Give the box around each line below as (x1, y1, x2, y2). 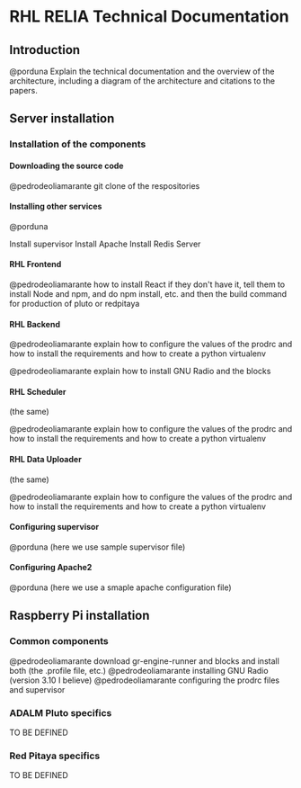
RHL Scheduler (9, 386, 66, 397)
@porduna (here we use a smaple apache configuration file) (9, 582, 232, 593)
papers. (9, 85, 38, 95)
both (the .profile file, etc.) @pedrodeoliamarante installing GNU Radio (9, 665, 269, 676)
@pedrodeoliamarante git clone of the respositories (9, 180, 200, 191)
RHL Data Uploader (9, 453, 83, 464)
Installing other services (9, 201, 102, 212)
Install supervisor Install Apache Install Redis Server (9, 238, 201, 249)
